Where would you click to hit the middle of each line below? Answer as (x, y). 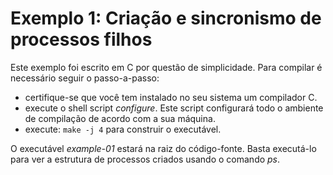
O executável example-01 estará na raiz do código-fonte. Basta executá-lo (163, 148)
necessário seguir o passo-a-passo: (85, 78)
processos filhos (81, 39)
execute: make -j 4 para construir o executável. (123, 129)
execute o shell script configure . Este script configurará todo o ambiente (174, 108)
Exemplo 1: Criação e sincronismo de (166, 18)
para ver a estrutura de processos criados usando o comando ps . (145, 159)
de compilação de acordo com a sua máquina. (120, 118)
